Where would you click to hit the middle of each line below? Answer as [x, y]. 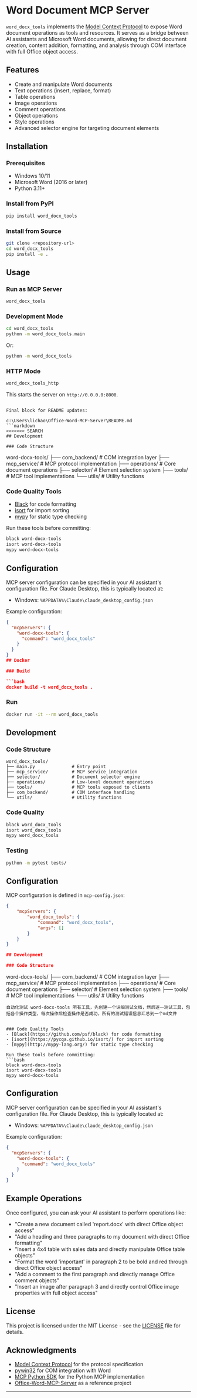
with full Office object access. [42, 51]
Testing [17, 850]
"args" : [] [51, 928]
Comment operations [40, 109]
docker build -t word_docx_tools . [50, 687]
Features [23, 70]
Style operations [34, 122]
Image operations [36, 103]
